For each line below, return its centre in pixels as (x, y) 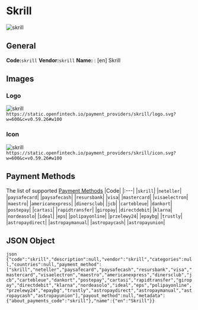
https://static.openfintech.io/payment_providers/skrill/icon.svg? (91, 153)
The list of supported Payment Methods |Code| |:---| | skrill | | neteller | (94, 190)
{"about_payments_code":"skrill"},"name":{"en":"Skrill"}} (81, 301)
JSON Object (31, 240)
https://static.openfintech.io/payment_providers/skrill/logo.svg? (91, 114)
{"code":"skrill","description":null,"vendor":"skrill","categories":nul (99, 260)
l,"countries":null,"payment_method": (54, 265)
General (21, 46)
